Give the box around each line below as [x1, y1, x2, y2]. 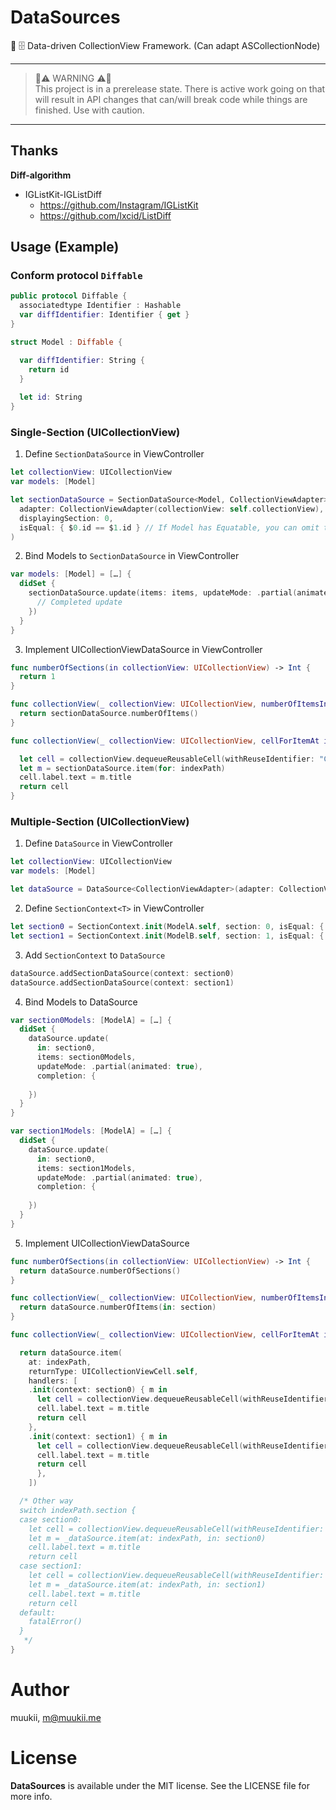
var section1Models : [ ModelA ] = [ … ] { [10, 1126, 172, 1136]
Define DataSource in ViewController [24, 837, 173, 850]
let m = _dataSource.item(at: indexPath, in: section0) [28, 1533, 267, 1543]
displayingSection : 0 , [19, 513, 114, 523]
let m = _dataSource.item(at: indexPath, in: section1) [28, 1579, 267, 1590]
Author [10, 1679, 70, 1701]
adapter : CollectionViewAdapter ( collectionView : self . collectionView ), [19, 504, 325, 514]
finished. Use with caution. [34, 104, 145, 116]
